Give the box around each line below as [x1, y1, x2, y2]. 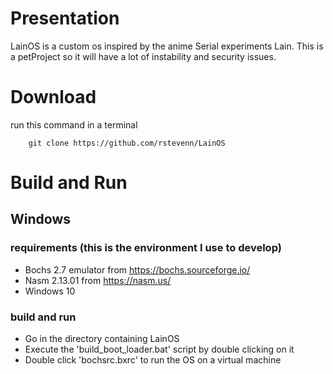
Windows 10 [24, 285, 76, 297]
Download [10, 86, 97, 109]
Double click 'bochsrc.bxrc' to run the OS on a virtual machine [24, 354, 282, 366]
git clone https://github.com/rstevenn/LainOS [28, 138, 226, 148]
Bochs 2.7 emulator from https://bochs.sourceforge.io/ [24, 263, 251, 276]
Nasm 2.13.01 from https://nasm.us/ [24, 274, 172, 286]
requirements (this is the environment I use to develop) [10, 241, 282, 255]
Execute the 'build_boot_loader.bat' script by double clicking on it [24, 343, 295, 356]
